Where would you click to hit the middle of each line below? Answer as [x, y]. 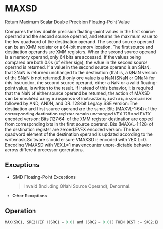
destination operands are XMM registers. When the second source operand [81, 52]
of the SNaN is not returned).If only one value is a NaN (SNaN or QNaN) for [80, 78]
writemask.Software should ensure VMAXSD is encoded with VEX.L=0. [76, 139]
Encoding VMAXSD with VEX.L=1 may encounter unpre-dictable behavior [78, 145]
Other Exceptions [29, 196]
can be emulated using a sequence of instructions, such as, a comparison [79, 98]
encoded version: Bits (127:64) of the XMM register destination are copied [79, 119]
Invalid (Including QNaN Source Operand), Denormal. [77, 186]
